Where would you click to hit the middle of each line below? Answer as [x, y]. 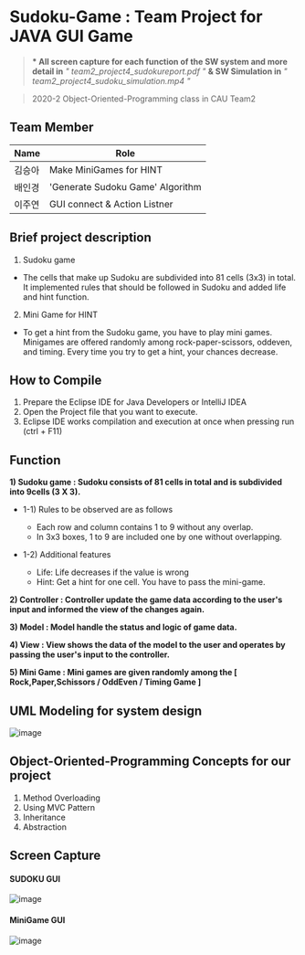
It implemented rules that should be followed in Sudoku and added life [154, 287]
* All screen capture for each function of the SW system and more [159, 61]
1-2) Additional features [67, 555]
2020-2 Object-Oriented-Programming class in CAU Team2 [144, 99]
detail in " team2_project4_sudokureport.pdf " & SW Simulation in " [159, 71]
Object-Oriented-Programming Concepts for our [150, 762]
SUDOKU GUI [35, 878]
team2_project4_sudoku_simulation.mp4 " [111, 80]
